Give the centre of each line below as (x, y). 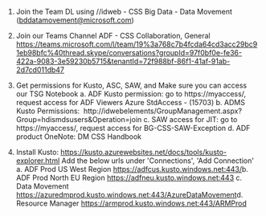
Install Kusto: (37, 152)
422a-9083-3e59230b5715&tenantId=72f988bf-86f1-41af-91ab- (123, 61)
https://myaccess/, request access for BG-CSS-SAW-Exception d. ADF (133, 128)
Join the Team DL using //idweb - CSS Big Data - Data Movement (124, 12)
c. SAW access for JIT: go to (190, 119)
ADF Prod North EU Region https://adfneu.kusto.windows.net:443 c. (129, 177)
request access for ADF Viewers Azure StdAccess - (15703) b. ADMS (130, 102)
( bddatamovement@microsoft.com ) (75, 20)
